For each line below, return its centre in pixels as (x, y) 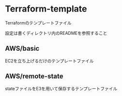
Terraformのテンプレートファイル (38, 23)
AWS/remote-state (34, 76)
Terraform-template (46, 9)
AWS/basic (22, 48)
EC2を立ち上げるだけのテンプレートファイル (49, 61)
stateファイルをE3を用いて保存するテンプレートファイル (61, 88)
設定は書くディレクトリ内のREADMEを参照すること (56, 33)
